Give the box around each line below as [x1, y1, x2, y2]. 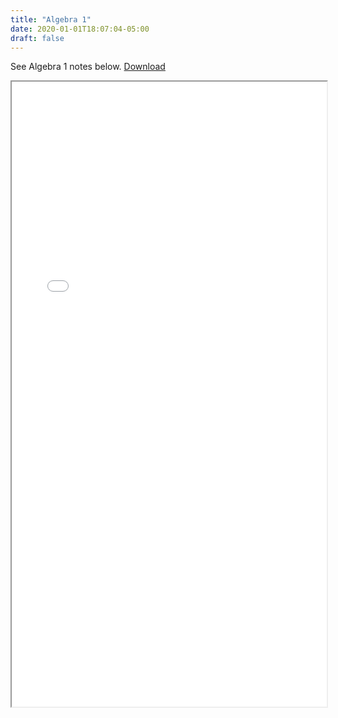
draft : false [10, 33, 65, 43]
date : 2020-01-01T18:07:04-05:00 [10, 24, 150, 34]
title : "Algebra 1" [10, 14, 92, 25]
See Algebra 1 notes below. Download [10, 61, 166, 73]
